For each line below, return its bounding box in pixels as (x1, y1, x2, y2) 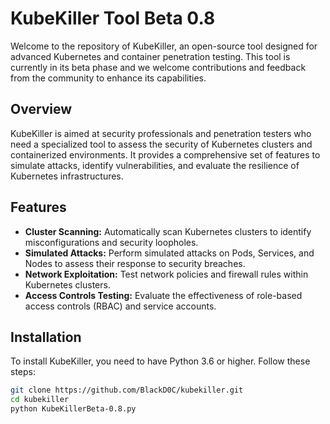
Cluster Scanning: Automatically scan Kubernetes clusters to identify (24, 225, 312, 237)
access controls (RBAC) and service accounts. (24, 300, 217, 312)
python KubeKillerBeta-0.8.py (10, 404, 137, 414)
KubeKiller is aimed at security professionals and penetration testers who (10, 127, 312, 139)
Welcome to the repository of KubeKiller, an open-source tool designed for (10, 40, 318, 52)
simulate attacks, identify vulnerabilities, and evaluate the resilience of (10, 159, 300, 171)
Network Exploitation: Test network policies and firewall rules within (24, 268, 309, 280)
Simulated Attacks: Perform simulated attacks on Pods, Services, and (24, 247, 315, 259)
